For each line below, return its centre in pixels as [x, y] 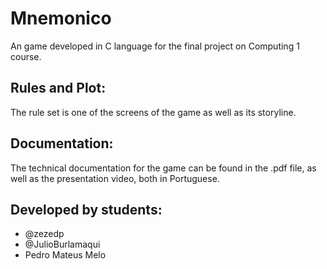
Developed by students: [86, 209]
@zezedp [44, 234]
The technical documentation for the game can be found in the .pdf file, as [163, 168]
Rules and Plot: [58, 88]
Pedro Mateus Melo [65, 255]
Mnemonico [61, 18]
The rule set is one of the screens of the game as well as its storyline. [153, 112]
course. [26, 56]
